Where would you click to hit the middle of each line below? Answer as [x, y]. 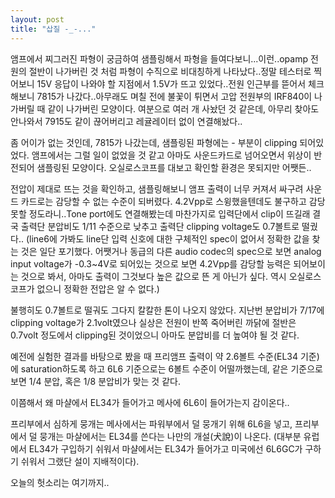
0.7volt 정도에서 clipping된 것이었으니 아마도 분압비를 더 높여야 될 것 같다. [155, 335]
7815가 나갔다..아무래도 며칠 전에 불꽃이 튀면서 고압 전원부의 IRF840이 [174, 96]
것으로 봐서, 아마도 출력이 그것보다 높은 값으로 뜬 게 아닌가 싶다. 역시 [153, 276]
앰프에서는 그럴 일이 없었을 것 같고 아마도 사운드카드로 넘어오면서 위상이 [171, 155]
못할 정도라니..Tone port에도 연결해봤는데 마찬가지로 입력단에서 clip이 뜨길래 [160, 213]
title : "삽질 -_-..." [53, 29]
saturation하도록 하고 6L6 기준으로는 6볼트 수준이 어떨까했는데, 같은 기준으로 [171, 368]
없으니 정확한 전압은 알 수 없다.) [98, 288]
